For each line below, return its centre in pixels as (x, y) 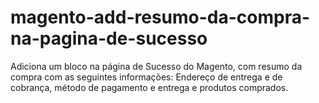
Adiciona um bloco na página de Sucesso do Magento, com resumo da (156, 66)
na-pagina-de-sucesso (109, 38)
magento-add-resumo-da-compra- (160, 17)
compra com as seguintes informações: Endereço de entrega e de (146, 77)
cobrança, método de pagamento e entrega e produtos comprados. (149, 87)
